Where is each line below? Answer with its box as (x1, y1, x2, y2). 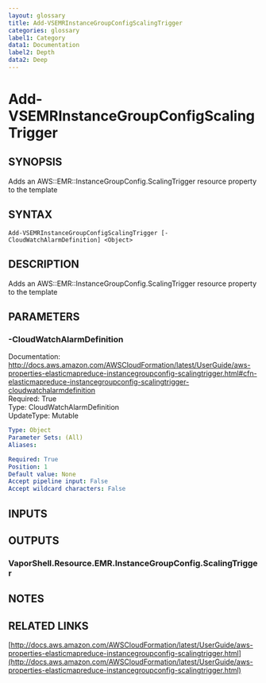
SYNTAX (8, 208, 53, 222)
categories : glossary (8, 26, 80, 34)
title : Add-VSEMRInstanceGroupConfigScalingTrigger (8, 19, 183, 27)
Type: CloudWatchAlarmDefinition (8, 403, 120, 412)
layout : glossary (8, 11, 66, 20)
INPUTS (8, 507, 48, 520)
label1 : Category (8, 33, 66, 42)
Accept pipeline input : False (8, 477, 109, 485)
